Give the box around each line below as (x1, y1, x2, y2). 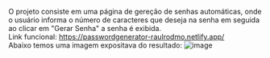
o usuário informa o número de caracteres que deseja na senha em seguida (8, 15, 260, 25)
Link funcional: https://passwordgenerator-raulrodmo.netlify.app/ (8, 32, 225, 41)
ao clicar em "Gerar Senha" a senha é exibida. (8, 24, 162, 33)
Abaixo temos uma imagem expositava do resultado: (8, 41, 183, 50)
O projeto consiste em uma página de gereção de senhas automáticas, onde (8, 7, 262, 16)
